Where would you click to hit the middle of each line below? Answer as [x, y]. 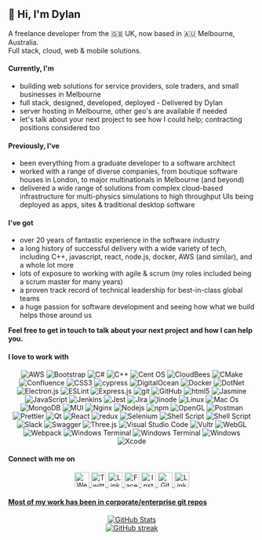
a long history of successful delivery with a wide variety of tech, [123, 249]
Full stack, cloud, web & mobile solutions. [75, 50]
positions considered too [60, 128]
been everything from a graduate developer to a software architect [127, 163]
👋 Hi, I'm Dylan [44, 15]
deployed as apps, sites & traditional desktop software [107, 205]
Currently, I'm [31, 68]
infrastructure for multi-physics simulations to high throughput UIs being [136, 196]
